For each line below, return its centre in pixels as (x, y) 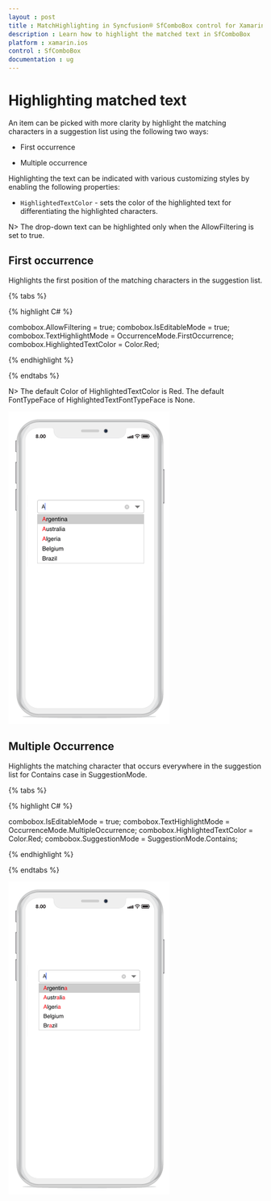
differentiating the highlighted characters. (89, 211)
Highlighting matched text (98, 100)
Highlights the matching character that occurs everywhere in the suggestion (135, 766)
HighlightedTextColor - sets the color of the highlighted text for (125, 203)
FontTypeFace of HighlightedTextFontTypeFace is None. (102, 400)
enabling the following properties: (64, 186)
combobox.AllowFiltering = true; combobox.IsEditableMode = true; (119, 327)
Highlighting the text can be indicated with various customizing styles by (129, 178)
